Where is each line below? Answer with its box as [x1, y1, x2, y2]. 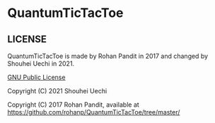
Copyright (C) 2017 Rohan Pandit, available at [7, 100, 139, 109]
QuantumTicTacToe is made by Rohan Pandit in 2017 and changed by [7, 52, 209, 60]
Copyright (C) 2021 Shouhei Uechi [7, 87, 107, 95]
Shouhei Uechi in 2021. [7, 59, 75, 68]
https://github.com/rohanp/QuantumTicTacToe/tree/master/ [7, 108, 180, 116]
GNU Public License [7, 73, 66, 81]
